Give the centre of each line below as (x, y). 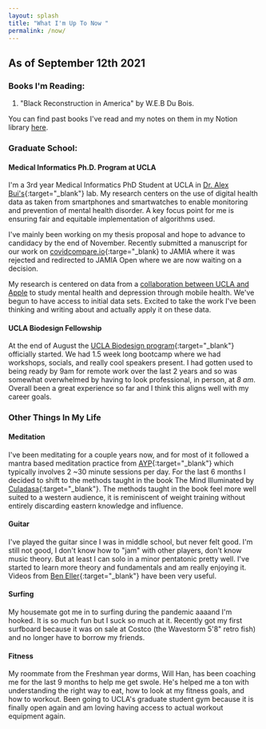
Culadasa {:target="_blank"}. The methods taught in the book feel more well (133, 489)
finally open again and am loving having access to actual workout (116, 708)
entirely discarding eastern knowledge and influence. (96, 505)
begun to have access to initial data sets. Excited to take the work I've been (132, 301)
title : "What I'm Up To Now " (59, 23)
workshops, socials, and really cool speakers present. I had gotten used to (131, 363)
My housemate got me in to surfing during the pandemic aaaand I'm (120, 612)
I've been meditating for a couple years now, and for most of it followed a (129, 454)
